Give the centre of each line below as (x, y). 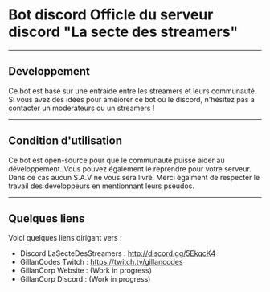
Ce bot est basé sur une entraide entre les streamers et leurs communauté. (133, 91)
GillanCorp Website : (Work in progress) (86, 270)
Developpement (49, 71)
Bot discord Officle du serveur (111, 15)
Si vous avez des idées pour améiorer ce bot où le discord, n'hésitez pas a (131, 99)
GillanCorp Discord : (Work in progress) (85, 279)
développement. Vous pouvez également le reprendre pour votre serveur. (130, 169)
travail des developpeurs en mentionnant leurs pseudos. (101, 186)
